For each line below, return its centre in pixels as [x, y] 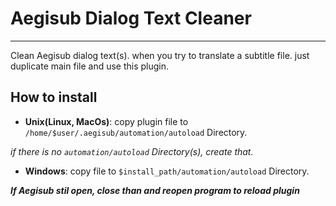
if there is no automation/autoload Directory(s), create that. [132, 151]
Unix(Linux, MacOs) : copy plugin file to [106, 121]
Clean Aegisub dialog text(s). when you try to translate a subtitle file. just [160, 55]
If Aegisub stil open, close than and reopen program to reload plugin [155, 190]
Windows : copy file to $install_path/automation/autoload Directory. [167, 171]
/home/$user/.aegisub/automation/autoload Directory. [136, 132]
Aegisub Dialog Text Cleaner [131, 18]
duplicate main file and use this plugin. [90, 66]
